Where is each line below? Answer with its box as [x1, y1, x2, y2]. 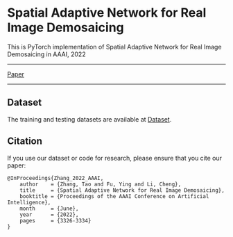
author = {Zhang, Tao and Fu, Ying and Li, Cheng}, [19, 181, 182, 188]
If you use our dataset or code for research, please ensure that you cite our [7, 154, 222, 162]
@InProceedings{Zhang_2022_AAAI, [7, 174, 104, 181]
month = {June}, [19, 205, 79, 212]
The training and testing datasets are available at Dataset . [7, 115, 172, 123]
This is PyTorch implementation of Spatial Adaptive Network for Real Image [7, 42, 222, 51]
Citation [7, 136, 43, 147]
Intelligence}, [7, 199, 51, 206]
